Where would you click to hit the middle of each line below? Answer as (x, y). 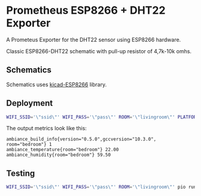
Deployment (30, 103)
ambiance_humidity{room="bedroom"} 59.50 (59, 155)
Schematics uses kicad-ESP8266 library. (57, 84)
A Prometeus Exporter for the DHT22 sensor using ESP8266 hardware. (94, 39)
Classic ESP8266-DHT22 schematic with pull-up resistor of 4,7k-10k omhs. (99, 51)
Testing (21, 173)
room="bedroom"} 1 (29, 145)
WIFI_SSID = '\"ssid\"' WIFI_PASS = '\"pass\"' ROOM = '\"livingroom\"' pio (96, 187)
